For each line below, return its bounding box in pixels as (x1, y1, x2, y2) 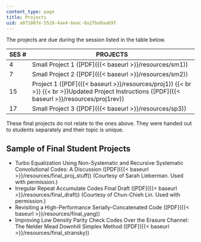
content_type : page (6, 8, 55, 15)
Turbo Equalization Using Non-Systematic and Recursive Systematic (14, 160, 184, 167)
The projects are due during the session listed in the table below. (6, 36, 166, 44)
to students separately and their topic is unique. (6, 126, 124, 133)
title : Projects (6, 14, 47, 20)
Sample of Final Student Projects (6, 143, 131, 154)
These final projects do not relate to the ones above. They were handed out (6, 120, 193, 127)
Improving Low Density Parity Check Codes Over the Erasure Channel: (14, 216, 189, 224)
